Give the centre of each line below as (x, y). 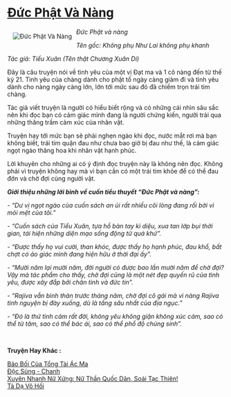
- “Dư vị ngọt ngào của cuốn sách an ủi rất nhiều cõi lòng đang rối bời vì (111, 205)
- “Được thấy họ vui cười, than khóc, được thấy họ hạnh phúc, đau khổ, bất (114, 246)
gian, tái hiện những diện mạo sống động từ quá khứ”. (84, 233)
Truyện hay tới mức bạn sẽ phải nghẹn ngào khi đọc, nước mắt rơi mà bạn (112, 136)
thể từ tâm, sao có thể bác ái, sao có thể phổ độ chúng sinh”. (94, 324)
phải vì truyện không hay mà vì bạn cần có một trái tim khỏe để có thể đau (113, 171)
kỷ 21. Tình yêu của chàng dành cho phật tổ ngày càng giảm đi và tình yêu (113, 79)
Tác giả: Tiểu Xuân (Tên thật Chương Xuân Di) (73, 58)
